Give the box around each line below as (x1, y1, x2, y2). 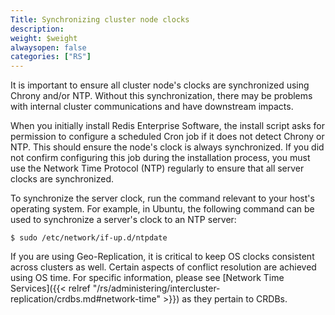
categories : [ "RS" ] (10, 52, 92, 62)
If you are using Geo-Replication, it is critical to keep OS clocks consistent (10, 251, 315, 263)
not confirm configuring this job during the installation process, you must (10, 152, 311, 164)
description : (10, 24, 65, 34)
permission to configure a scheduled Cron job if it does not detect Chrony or (10, 131, 325, 143)
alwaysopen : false (10, 42, 87, 53)
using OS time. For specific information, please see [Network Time (10, 272, 285, 284)
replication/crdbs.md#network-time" (10, 293, 162, 305)
